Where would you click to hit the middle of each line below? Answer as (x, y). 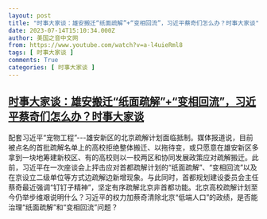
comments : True (33, 61)
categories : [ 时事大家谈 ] (52, 68)
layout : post (30, 16)
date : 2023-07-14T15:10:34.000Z (62, 30)
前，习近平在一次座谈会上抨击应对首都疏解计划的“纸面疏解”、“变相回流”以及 (133, 167)
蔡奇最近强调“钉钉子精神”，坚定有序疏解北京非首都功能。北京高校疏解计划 (130, 187)
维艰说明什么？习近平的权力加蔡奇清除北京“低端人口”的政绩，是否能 (147, 197)
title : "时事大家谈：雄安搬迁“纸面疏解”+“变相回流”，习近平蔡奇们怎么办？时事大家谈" (134, 23)
